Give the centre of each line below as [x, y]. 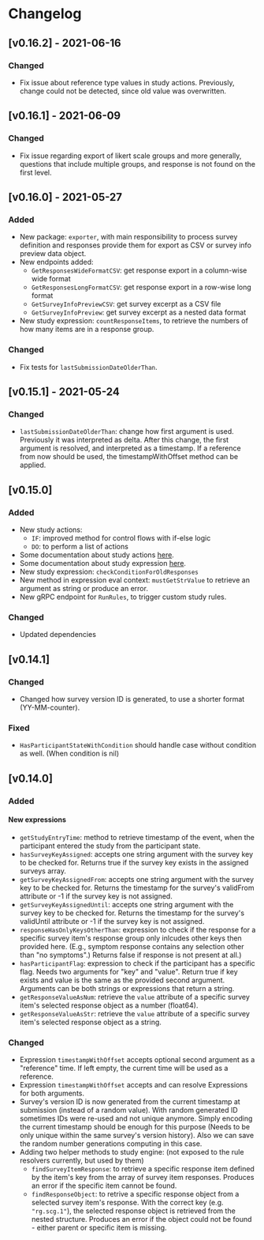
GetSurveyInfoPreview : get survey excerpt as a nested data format [139, 312]
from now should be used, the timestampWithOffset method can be [129, 457]
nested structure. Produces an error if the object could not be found [141, 1219]
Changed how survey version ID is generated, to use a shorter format [132, 699]
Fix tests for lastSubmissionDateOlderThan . [88, 367]
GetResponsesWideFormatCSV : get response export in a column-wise [139, 270]
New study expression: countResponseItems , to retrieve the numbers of [134, 321]
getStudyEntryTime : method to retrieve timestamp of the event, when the [137, 837]
